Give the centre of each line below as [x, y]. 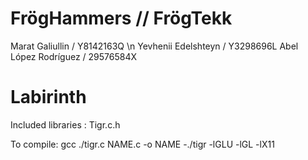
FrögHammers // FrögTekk [121, 18]
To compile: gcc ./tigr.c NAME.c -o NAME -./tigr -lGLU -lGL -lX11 [142, 144]
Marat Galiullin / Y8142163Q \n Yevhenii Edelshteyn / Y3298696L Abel [154, 46]
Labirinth [48, 97]
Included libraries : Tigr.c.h [65, 124]
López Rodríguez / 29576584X [74, 56]
